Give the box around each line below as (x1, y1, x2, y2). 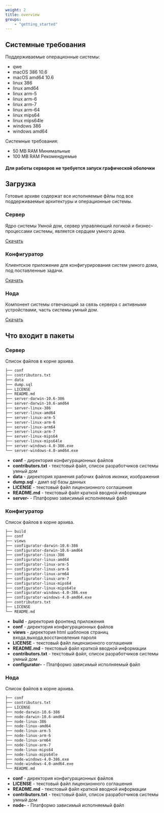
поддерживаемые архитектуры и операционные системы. (5, 198, 133, 204)
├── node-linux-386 (5, 719, 47, 724)
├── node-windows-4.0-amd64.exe (5, 761, 74, 766)
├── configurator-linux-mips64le (5, 585, 76, 591)
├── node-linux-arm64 (5, 738, 51, 743)
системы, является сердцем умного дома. (33, 228, 126, 234)
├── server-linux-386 (5, 406, 51, 411)
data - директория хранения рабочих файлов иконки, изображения (12, 473, 159, 479)
